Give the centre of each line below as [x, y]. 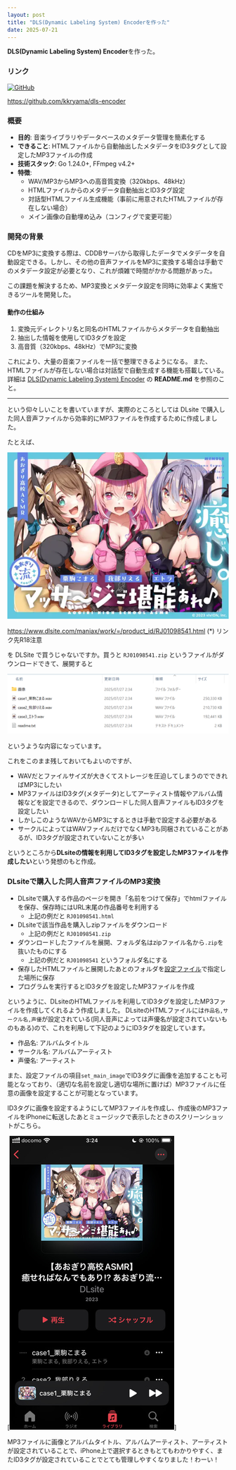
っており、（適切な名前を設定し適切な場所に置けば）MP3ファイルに [123, 1084]
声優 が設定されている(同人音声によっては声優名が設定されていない [126, 1019]
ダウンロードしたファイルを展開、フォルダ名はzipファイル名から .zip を [120, 942]
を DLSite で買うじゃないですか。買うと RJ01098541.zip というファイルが [113, 655]
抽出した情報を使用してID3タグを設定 [72, 338]
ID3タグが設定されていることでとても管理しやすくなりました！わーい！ [116, 1459]
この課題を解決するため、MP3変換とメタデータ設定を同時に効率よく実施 [112, 286]
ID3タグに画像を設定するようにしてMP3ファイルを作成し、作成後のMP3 [112, 1108]
